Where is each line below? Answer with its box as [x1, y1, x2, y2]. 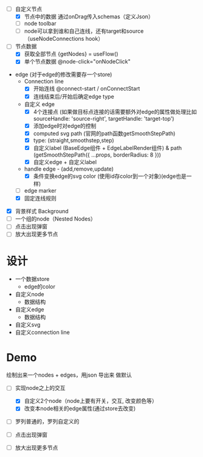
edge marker [24, 187, 57, 194]
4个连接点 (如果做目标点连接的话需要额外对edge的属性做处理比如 [33, 108, 197, 115]
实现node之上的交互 [15, 384, 66, 392]
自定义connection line [15, 328, 70, 336]
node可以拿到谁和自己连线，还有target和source [24, 27, 144, 35]
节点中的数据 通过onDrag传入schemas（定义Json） [24, 13, 154, 20]
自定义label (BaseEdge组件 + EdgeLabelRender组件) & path [33, 144, 182, 151]
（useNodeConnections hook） [24, 35, 104, 43]
